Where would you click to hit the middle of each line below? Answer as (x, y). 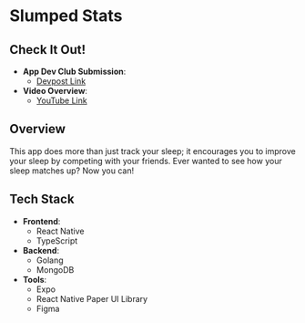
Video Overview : (55, 91)
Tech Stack (42, 199)
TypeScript (57, 240)
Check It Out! (48, 50)
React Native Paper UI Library (92, 298)
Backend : (41, 250)
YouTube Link (62, 100)
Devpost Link (61, 81)
